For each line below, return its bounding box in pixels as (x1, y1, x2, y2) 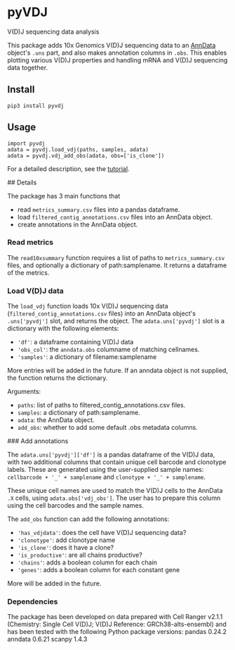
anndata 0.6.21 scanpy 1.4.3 (7, 635, 88, 644)
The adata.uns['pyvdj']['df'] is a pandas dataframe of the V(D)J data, (7, 450, 215, 459)
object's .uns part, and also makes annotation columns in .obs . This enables (7, 48, 227, 57)
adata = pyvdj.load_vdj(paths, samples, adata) (7, 146, 149, 153)
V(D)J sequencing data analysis (7, 27, 100, 36)
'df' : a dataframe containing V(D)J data (17, 338, 134, 346)
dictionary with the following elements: (7, 324, 119, 333)
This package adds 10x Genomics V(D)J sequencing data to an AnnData (7, 41, 216, 49)
